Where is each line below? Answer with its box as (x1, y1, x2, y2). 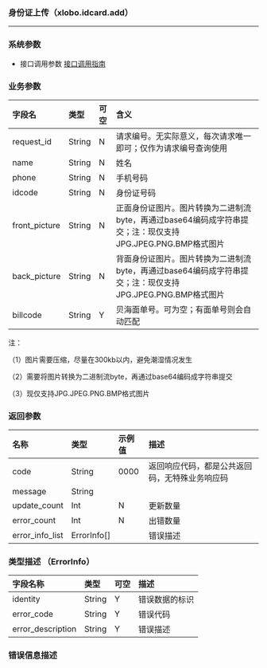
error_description (12, 623, 77, 635)
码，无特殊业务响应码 (148, 473, 229, 484)
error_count (12, 515, 56, 526)
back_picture (12, 270, 61, 281)
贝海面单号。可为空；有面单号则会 (115, 304, 244, 315)
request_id (12, 136, 52, 147)
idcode (12, 187, 38, 198)
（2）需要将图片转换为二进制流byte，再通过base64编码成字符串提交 (8, 371, 233, 381)
